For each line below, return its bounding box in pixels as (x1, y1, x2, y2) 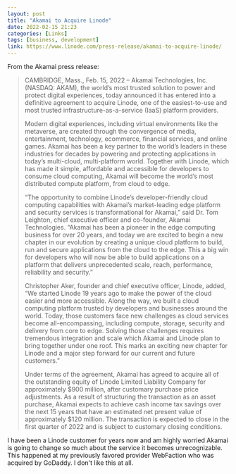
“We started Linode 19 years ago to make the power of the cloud (24, 289, 212, 297)
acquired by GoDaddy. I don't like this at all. (7, 459, 134, 467)
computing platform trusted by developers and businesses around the (24, 304, 228, 312)
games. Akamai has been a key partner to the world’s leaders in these (24, 142, 228, 150)
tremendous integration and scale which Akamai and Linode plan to (24, 334, 221, 342)
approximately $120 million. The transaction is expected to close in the (24, 415, 230, 423)
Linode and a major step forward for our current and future (24, 349, 196, 357)
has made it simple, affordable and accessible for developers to (24, 165, 209, 173)
